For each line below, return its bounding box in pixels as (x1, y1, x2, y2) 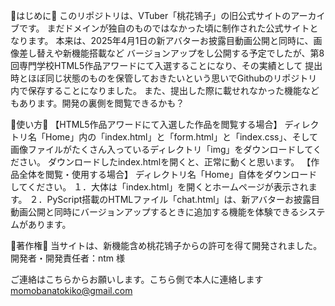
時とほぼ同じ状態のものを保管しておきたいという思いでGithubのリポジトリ (10, 72, 318, 84)
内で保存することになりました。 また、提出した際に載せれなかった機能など (10, 85, 320, 96)
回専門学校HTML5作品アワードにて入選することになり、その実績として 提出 (10, 60, 323, 71)
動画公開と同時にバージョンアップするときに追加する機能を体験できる (10, 206, 300, 218)
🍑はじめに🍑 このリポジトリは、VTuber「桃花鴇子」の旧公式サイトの (10, 10, 292, 21)
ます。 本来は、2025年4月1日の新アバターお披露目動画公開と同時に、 (27, 35, 314, 46)
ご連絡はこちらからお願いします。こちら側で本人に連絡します (10, 274, 264, 285)
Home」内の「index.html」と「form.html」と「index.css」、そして (44, 131, 319, 143)
